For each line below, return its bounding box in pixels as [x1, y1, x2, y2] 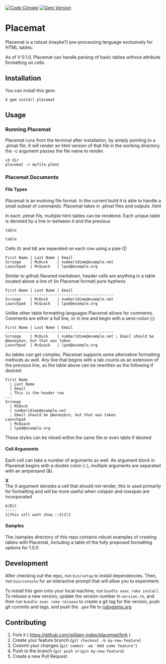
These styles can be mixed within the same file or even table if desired [5, 434, 152, 440]
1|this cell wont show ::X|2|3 [5, 512, 71, 517]
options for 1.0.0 [5, 544, 39, 551]
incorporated [5, 493, 32, 499]
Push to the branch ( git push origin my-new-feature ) [12, 647, 124, 654]
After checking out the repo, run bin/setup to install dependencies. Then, [5, 572, 157, 578]
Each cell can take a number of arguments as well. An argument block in [5, 457, 155, 463]
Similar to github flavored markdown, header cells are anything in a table [5, 272, 155, 279]
